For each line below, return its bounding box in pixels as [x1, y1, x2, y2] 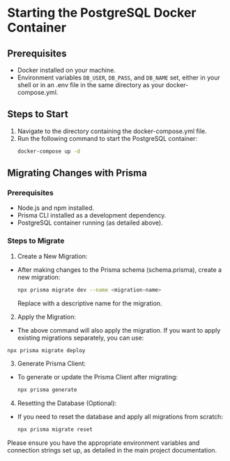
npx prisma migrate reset [17, 426, 93, 433]
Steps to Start [7, 108, 68, 120]
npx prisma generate [17, 386, 77, 393]
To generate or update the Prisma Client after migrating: [17, 373, 178, 381]
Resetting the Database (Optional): [17, 399, 117, 407]
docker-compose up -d [17, 148, 80, 155]
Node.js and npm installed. [17, 204, 95, 212]
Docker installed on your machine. [17, 66, 116, 74]
